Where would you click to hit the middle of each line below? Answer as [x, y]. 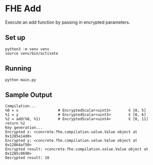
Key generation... [24, 128]
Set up [15, 38]
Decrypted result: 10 [27, 158]
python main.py [21, 80]
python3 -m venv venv [27, 49]
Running [18, 69]
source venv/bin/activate [31, 53]
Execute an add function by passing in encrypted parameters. [68, 22]
